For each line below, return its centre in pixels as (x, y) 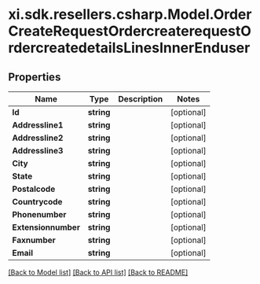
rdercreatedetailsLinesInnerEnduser (129, 48)
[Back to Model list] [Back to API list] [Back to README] (98, 272)
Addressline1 (38, 125)
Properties (35, 77)
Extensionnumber (46, 227)
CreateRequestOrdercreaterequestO (130, 31)
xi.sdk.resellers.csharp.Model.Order (130, 15)
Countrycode (37, 202)
